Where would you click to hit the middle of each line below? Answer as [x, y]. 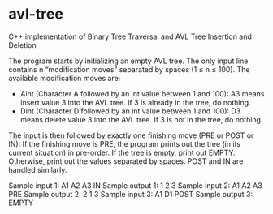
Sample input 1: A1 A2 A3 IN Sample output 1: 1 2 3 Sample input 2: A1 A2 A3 [135, 185]
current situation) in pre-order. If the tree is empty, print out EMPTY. [122, 152]
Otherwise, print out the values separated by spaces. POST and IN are [126, 161]
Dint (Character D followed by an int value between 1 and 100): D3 [130, 111]
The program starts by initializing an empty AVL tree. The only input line [128, 61]
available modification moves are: [65, 78]
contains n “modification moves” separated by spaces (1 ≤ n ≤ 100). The [129, 69]
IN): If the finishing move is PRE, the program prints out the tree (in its [125, 143]
